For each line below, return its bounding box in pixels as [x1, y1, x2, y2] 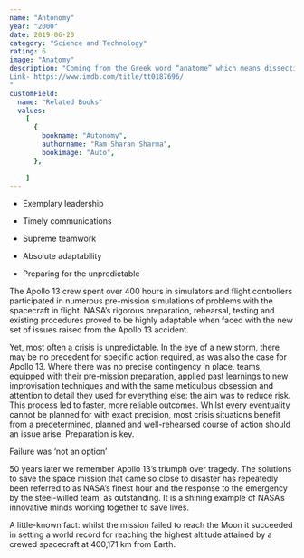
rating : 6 [9, 47, 47, 56]
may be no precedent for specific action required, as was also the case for [9, 351, 288, 362]
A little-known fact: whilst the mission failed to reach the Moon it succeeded [9, 520, 293, 531]
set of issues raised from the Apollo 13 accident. [9, 324, 189, 335]
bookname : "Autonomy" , [42, 131, 128, 140]
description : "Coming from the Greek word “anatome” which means [9, 64, 261, 73]
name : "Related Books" [17, 97, 103, 107]
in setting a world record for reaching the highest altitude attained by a [9, 529, 273, 540]
